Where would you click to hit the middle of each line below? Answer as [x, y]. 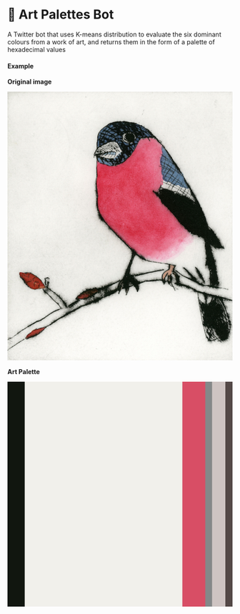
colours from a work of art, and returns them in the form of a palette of [111, 41]
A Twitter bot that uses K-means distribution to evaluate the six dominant [114, 34]
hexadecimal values [37, 49]
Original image [30, 82]
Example [21, 66]
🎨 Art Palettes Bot [61, 15]
